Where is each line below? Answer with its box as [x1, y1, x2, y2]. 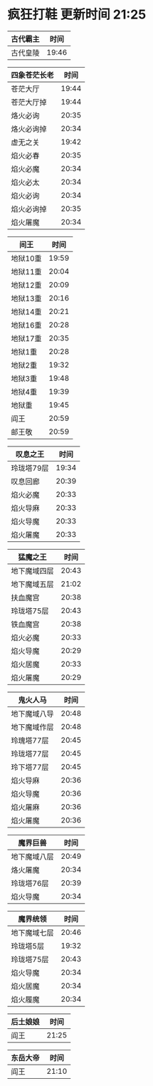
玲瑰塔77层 [11, 735, 49, 745]
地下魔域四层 [11, 565, 55, 575]
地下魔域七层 [11, 927, 55, 937]
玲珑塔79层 [11, 463, 49, 473]
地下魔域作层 [11, 722, 55, 732]
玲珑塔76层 [11, 878, 49, 888]
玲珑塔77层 [11, 748, 49, 758]
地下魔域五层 [11, 579, 55, 589]
